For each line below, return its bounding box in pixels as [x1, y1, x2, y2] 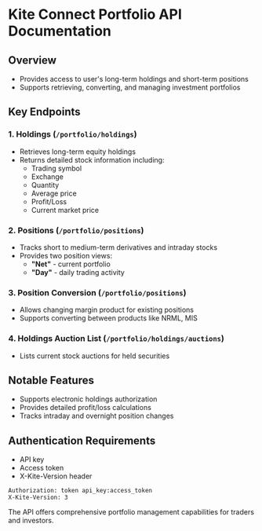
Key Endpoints [8, 105, 81, 119]
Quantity [31, 180, 60, 189]
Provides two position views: [19, 251, 112, 260]
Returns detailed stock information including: [19, 155, 165, 164]
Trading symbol [31, 163, 82, 173]
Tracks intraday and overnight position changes [19, 411, 174, 421]
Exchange [31, 171, 64, 181]
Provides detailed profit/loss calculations [19, 403, 151, 412]
